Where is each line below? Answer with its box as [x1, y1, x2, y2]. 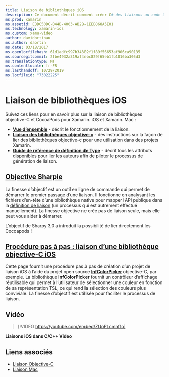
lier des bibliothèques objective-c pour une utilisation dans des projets [12, 137, 159, 143]
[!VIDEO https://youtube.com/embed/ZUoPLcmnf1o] [17, 324, 126, 330]
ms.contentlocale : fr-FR [5, 63, 57, 68]
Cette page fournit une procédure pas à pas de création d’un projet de [5, 263, 151, 269]
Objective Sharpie [5, 173, 63, 181]
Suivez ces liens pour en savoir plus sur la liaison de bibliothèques [5, 111, 142, 117]
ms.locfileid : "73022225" [5, 73, 59, 78]
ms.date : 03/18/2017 [5, 45, 49, 50]
